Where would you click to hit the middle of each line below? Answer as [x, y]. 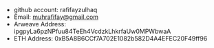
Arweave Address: [40, 24]
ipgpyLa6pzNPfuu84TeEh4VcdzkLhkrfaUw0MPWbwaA [92, 31]
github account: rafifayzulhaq [55, 10]
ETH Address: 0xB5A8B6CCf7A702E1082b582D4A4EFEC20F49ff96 [110, 39]
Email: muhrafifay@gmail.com [56, 17]
